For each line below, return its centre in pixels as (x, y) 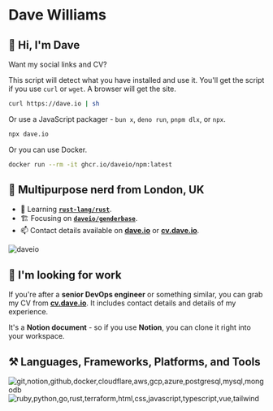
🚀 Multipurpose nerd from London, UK (106, 190)
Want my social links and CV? (58, 64)
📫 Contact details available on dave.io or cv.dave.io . (110, 231)
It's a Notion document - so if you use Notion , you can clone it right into (130, 327)
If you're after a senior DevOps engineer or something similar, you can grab (136, 295)
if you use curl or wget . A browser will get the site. (93, 89)
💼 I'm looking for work (65, 275)
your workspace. (37, 336)
